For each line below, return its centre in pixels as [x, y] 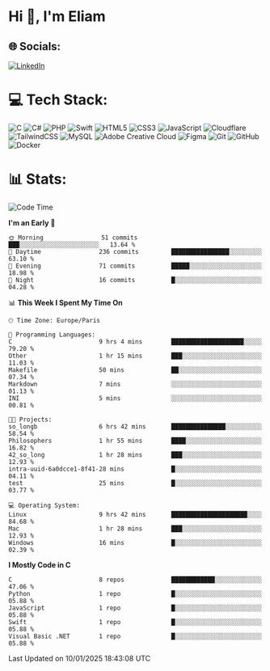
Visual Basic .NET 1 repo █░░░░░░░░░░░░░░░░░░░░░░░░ [135, 636]
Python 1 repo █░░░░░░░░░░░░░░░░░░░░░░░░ [135, 593]
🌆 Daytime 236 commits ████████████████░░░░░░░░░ [135, 251]
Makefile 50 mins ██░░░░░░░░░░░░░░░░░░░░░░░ [135, 370]
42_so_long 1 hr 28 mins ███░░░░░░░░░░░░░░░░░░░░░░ [135, 455]
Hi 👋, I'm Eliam [57, 17]
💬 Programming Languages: [52, 335]
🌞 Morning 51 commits [73, 238]
